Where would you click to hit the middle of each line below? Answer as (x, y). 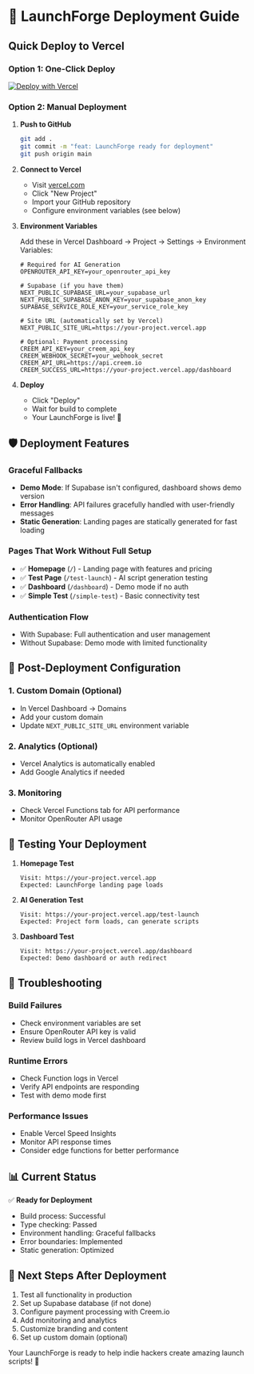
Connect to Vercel (50, 169)
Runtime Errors (38, 1061)
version (32, 496)
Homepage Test (47, 863)
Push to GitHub (46, 124)
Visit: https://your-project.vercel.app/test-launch (109, 915)
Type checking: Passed (58, 1225)
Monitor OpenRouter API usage (71, 819)
